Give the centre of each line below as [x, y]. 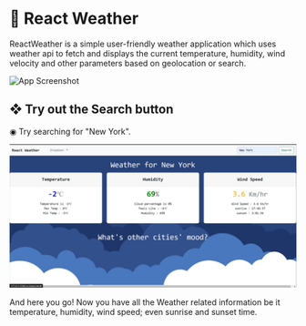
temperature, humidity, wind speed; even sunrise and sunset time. [133, 311]
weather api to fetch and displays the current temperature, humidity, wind [147, 53]
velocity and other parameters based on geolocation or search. [128, 63]
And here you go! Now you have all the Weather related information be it [145, 302]
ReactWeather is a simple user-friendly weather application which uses [143, 44]
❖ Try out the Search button [92, 110]
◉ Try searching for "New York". [70, 131]
